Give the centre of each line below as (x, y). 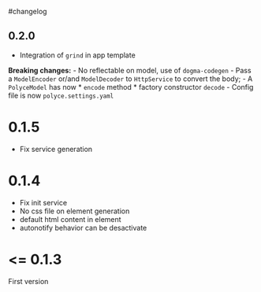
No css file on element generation (75, 211)
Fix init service (43, 202)
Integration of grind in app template (77, 55)
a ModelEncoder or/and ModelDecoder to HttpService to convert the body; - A (130, 79)
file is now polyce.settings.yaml (61, 95)
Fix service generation (56, 149)
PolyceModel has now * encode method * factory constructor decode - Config (131, 87)
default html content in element (70, 219)
